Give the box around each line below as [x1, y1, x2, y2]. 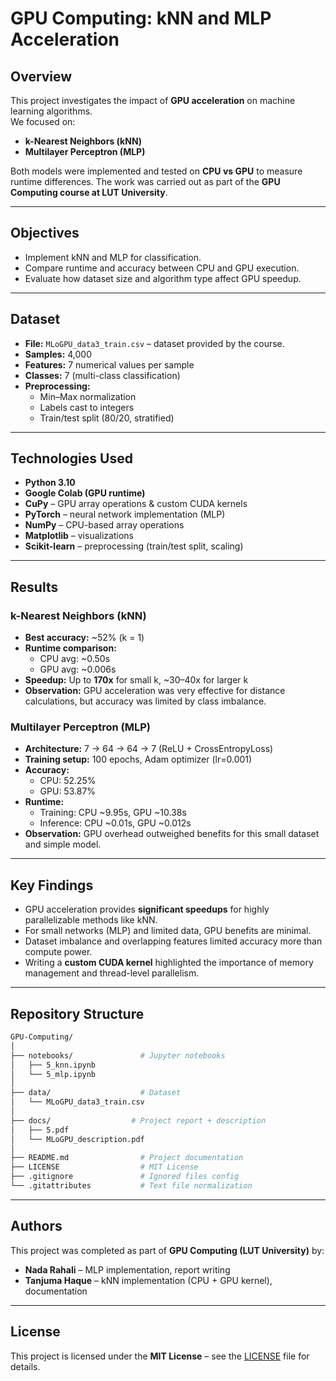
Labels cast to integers [39, 401, 135, 413]
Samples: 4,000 [24, 348, 93, 360]
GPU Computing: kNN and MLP [10, 7, 272, 30]
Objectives [10, 225, 80, 242]
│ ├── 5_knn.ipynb [10, 1060, 97, 1070]
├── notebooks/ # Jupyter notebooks [10, 1050, 226, 1061]
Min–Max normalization [39, 390, 137, 402]
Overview [10, 68, 73, 85]
